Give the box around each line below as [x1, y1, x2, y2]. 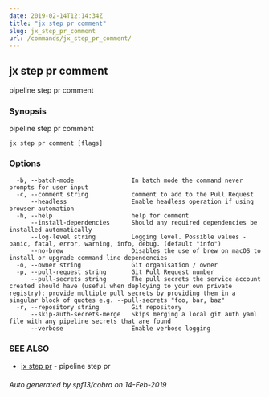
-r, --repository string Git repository [16, 303, 182, 311]
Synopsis [9, 105, 47, 117]
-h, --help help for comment [16, 211, 190, 220]
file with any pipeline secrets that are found [9, 317, 172, 325]
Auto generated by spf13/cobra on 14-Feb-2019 [9, 379, 167, 389]
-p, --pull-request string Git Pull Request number [16, 267, 215, 276]
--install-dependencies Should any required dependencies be [30, 218, 258, 226]
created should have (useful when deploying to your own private [9, 282, 232, 290]
